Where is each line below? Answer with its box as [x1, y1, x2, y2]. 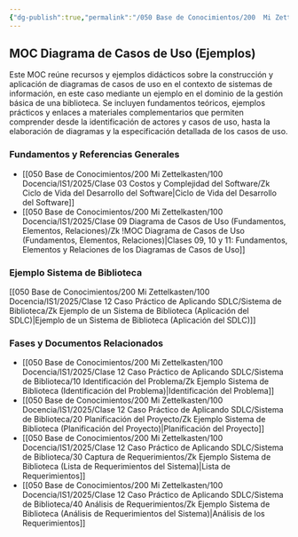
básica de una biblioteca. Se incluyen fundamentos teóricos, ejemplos [9, 98, 266, 108]
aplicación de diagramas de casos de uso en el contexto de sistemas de [9, 79, 273, 90]
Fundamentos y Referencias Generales [9, 148, 180, 161]
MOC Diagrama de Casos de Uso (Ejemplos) [9, 46, 256, 61]
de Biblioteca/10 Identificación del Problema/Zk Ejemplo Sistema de [21, 376, 270, 387]
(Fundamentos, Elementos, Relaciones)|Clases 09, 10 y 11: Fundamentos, [21, 235, 288, 245]
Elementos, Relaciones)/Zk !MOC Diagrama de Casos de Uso [21, 225, 246, 236]
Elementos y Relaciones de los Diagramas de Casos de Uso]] [21, 244, 246, 254]
